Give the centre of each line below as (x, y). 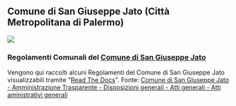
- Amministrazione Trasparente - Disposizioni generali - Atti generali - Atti (114, 88)
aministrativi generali (38, 95)
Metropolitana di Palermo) (66, 23)
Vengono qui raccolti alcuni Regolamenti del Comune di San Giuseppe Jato (116, 72)
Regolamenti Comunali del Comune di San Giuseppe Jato (107, 57)
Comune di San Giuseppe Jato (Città (89, 12)
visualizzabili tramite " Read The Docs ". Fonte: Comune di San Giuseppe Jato (118, 80)
